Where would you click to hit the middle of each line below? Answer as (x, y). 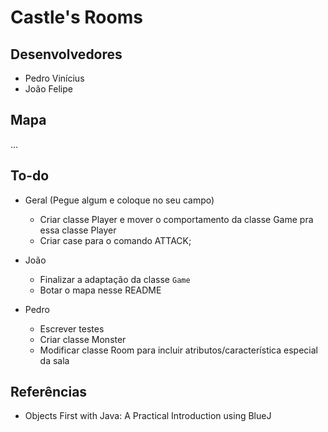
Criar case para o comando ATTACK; (115, 240)
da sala (54, 360)
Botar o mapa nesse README (100, 290)
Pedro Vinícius (54, 78)
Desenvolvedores (66, 54)
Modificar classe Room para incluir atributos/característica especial (178, 350)
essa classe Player (78, 230)
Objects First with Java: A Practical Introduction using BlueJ (148, 416)
